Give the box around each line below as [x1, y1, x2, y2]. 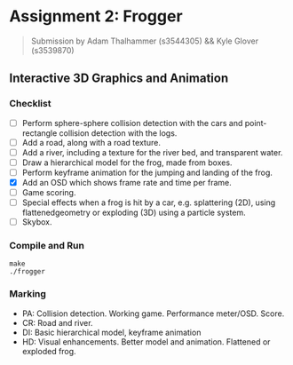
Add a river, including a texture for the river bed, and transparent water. [21, 147, 283, 157]
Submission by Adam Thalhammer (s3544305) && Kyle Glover [30, 36, 259, 46]
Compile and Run [9, 240, 84, 252]
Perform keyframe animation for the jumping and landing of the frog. [21, 167, 273, 178]
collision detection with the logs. [59, 127, 178, 139]
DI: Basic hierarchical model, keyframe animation [21, 327, 202, 337]
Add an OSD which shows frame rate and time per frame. [21, 177, 233, 187]
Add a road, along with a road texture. [21, 137, 162, 147]
